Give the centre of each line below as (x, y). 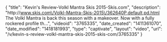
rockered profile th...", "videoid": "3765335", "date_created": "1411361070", (84, 23)
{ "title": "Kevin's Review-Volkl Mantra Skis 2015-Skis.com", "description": (83, 7)
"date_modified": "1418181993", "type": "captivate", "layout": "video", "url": (84, 29)
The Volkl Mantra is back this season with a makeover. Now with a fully (80, 18)
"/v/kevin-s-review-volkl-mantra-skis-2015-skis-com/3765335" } (74, 34)
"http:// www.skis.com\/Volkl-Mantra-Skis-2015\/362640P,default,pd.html (82, 13)
